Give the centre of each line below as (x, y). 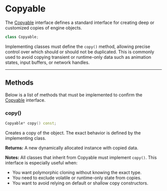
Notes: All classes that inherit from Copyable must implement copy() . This (81, 157)
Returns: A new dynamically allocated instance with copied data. (72, 148)
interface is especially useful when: (42, 163)
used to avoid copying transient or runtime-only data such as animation (78, 57)
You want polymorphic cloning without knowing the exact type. (77, 172)
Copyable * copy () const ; (31, 123)
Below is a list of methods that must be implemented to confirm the (74, 95)
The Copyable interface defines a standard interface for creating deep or (80, 22)
